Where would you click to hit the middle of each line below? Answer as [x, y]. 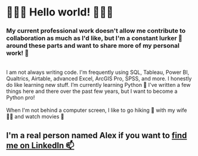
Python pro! [21, 98]
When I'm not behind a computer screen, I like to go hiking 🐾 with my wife [97, 110]
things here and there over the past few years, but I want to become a [92, 91]
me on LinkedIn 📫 [40, 145]
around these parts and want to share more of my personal [93, 46]
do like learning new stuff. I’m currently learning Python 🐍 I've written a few [98, 85]
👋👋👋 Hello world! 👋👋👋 [60, 12]
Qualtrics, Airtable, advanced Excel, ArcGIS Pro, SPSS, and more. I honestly [99, 79]
